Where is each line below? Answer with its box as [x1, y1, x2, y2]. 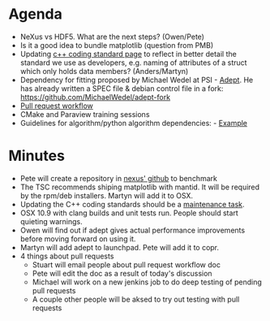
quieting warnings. [19, 216, 83, 226]
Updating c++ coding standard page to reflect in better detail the [19, 49, 237, 59]
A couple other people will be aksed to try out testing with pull [32, 294, 240, 304]
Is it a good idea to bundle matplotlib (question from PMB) [19, 40, 214, 50]
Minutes [8, 147, 65, 165]
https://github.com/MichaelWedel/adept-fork [19, 92, 171, 102]
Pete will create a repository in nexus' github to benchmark [19, 173, 217, 183]
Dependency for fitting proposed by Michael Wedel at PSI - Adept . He [19, 75, 254, 85]
